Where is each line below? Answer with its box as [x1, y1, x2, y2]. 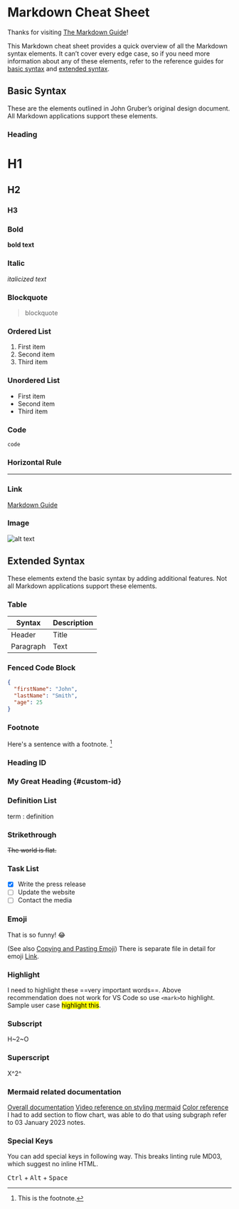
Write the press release [17, 880, 87, 888]
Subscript [7, 1019, 43, 1029]
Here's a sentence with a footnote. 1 [7, 739, 112, 748]
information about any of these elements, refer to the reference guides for [7, 56, 224, 65]
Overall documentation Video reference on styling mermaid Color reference [7, 1103, 229, 1111]
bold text [7, 240, 34, 249]
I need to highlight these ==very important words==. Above [7, 986, 181, 994]
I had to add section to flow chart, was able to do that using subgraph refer [7, 1110, 227, 1119]
